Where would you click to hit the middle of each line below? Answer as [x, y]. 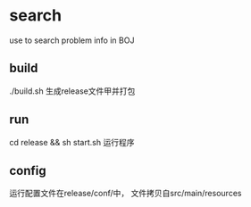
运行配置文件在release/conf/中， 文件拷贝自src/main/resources [125, 194]
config [28, 170]
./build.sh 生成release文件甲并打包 [72, 91]
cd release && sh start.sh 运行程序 [72, 142]
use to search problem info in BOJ [72, 40]
